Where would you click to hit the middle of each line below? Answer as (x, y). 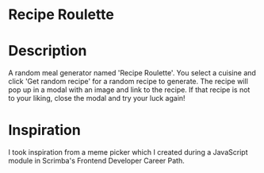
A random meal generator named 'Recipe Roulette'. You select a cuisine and (132, 73)
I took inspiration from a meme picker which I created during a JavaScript (128, 152)
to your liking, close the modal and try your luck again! (97, 98)
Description (48, 51)
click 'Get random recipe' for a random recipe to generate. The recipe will (128, 82)
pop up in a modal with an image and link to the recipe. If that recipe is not (129, 90)
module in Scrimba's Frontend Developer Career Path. (96, 161)
